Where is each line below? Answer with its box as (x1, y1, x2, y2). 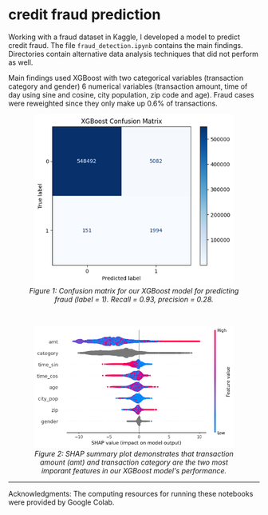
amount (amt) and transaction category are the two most (39, 457, 229, 467)
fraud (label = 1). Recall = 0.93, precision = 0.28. (54, 294, 214, 305)
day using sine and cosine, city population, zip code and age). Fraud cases (8, 90, 254, 99)
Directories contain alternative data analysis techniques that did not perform (8, 49, 259, 58)
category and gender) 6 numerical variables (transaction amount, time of (8, 82, 248, 91)
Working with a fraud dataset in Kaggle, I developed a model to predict (8, 32, 241, 42)
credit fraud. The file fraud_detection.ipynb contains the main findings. (8, 40, 243, 50)
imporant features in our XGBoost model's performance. (41, 465, 227, 475)
